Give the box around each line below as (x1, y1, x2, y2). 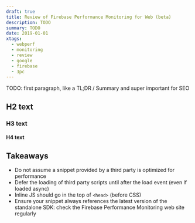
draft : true (6, 8, 35, 15)
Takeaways (6, 151, 49, 161)
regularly (14, 210, 36, 217)
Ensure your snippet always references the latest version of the (14, 197, 167, 204)
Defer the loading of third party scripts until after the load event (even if (14, 178, 187, 185)
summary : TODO (6, 25, 41, 31)
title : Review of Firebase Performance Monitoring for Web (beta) (6, 14, 172, 20)
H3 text (6, 119, 28, 127)
